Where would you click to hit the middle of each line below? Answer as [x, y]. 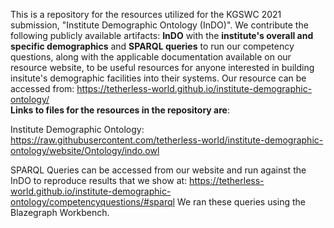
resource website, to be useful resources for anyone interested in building [162, 67]
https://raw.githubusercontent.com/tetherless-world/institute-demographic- [167, 140]
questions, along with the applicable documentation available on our [151, 57]
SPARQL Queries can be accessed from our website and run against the [158, 170]
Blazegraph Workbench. [60, 212]
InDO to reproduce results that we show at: [99, 180]
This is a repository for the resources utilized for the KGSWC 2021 [146, 14]
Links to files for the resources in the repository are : [120, 110]
